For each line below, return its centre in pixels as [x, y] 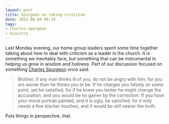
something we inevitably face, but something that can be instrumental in [81, 58]
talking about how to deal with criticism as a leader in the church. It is [78, 53]
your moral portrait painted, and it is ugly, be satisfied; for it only [85, 101]
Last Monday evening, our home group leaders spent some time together [82, 48]
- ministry [17, 33]
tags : [11, 24]
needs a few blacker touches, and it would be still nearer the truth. [87, 106]
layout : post [19, 10]
